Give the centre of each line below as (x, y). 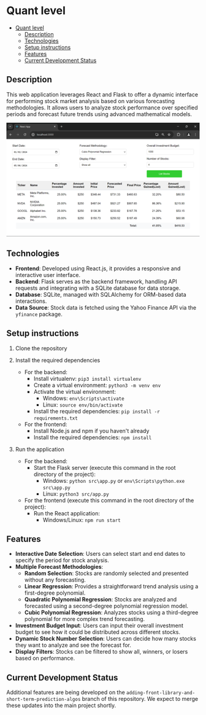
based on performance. (45, 658)
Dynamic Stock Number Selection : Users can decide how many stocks (105, 639)
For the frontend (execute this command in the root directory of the (109, 500)
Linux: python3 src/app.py (76, 494)
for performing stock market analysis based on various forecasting (90, 101)
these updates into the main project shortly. (61, 705)
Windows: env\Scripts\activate (83, 398)
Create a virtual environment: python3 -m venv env (97, 385)
